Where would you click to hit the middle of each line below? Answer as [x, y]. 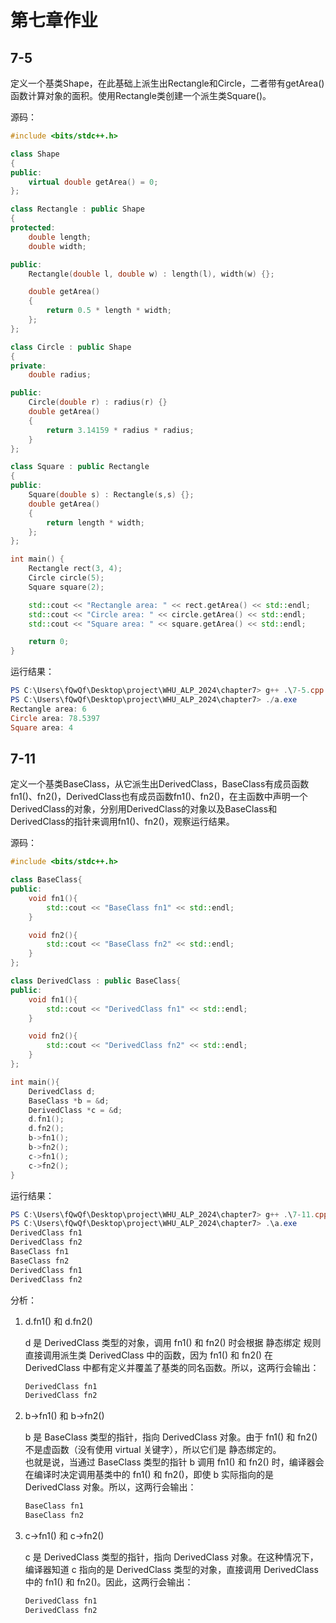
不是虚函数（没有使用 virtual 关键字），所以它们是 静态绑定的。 [153, 1450]
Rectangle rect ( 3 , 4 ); [75, 569]
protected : [33, 228]
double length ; [60, 237]
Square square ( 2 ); [66, 587]
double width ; [57, 246]
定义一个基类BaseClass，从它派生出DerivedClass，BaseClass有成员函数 [160, 784]
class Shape [35, 154]
